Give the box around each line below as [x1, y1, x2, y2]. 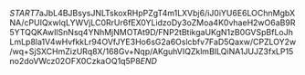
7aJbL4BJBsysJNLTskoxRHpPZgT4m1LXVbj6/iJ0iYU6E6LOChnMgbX [35, 8, 295, 18]
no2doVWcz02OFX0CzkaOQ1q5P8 [9, 56, 142, 66]
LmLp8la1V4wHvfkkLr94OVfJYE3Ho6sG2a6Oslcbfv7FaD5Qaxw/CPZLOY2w [9, 36, 297, 47]
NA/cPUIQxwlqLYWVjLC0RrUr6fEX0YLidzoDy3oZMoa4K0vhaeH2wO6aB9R [9, 17, 296, 28]
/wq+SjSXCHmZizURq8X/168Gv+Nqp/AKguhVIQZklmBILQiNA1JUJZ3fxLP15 [9, 46, 294, 57]
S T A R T [9, 8, 36, 18]
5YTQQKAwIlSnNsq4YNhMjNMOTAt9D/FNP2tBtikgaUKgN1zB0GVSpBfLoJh [9, 27, 294, 37]
